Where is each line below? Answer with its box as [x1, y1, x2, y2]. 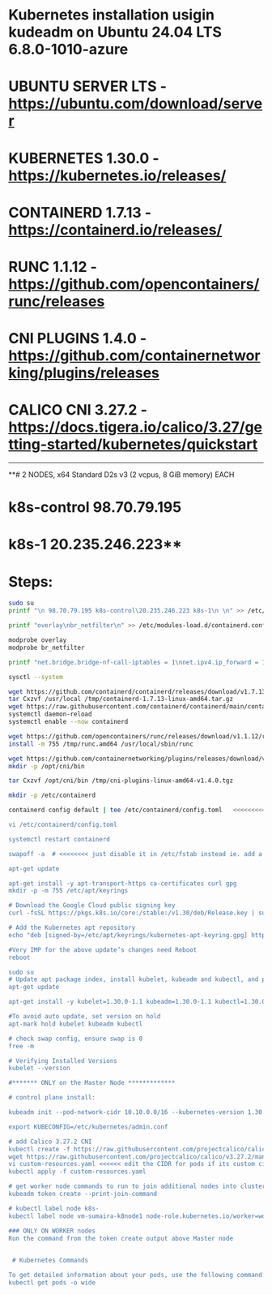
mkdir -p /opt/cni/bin [8, 762, 85, 770]
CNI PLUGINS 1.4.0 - [8, 329, 147, 348]
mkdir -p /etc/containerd [8, 791, 96, 800]
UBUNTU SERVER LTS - [8, 77, 168, 96]
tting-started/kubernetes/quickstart [8, 436, 258, 454]
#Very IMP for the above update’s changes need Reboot [8, 945, 198, 954]
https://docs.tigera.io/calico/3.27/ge [8, 418, 263, 437]
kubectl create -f [8, 1145, 70, 1153]
